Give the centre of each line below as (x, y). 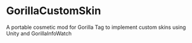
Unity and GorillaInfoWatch (39, 33)
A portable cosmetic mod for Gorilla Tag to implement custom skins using (96, 27)
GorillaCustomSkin (53, 11)
